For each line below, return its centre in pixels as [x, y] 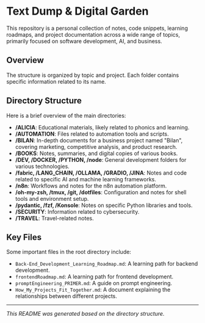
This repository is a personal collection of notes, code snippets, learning [97, 28]
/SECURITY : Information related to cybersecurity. [77, 211]
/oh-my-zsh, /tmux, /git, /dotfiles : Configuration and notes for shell [101, 192]
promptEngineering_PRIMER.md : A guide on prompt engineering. [94, 283]
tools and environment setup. [52, 198]
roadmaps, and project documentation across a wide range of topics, [93, 34]
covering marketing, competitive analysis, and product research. [96, 147]
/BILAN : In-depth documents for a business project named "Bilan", [99, 140]
